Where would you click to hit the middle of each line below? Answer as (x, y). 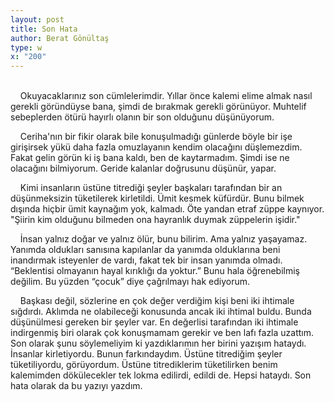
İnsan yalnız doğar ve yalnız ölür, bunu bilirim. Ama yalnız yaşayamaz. (163, 239)
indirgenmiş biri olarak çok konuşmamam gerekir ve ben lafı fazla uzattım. (162, 333)
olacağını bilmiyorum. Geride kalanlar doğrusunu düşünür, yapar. (143, 168)
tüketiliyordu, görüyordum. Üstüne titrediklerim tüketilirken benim (144, 365)
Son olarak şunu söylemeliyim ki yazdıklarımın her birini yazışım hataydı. (158, 343)
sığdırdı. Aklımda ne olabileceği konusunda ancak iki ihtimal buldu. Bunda (161, 312)
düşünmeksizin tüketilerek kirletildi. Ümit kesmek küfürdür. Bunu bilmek (157, 198)
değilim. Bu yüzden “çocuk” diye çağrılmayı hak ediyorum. (130, 282)
